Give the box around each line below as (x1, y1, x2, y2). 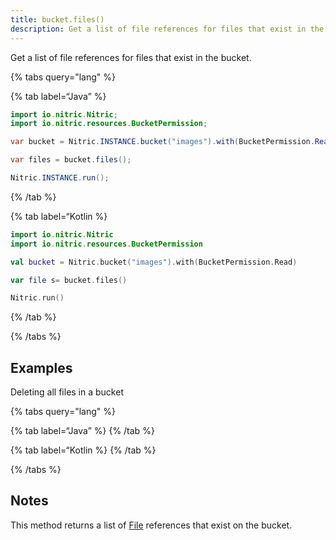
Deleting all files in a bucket (10, 386, 124, 398)
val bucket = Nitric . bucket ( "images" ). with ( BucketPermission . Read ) (10, 257, 298, 267)
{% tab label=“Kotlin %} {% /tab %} (10, 444, 157, 456)
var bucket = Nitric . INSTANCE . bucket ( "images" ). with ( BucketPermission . (10, 137, 315, 147)
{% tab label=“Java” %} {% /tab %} (10, 425, 155, 437)
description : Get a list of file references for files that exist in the (10, 24, 325, 34)
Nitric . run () (10, 293, 65, 303)
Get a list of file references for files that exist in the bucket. (10, 51, 252, 63)
